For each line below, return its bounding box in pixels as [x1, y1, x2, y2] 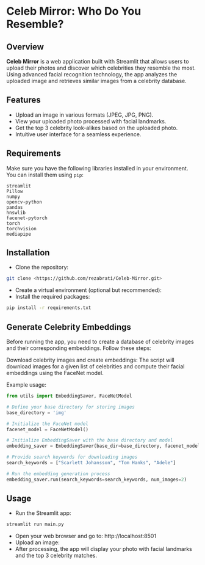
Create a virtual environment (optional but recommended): [15, 286, 162, 294]
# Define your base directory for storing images [6, 404, 135, 410]
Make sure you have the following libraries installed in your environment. [6, 164, 189, 172]
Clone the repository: [15, 264, 69, 271]
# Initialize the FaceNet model [6, 420, 88, 427]
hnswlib [6, 210, 26, 216]
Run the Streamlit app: [15, 509, 71, 517]
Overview [6, 42, 45, 52]
